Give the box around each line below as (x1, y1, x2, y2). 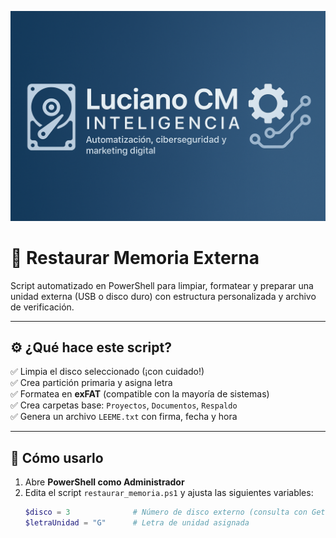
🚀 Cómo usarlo (10, 449, 104, 466)
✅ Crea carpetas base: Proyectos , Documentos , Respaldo (10, 399, 238, 411)
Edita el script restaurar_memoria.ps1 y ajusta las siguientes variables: (24, 487, 314, 499)
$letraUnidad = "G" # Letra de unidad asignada (24, 518, 250, 528)
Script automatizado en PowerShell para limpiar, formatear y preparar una (10, 279, 314, 291)
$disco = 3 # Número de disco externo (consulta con (24, 507, 308, 518)
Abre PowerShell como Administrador (24, 476, 185, 488)
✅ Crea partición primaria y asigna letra (10, 377, 173, 389)
